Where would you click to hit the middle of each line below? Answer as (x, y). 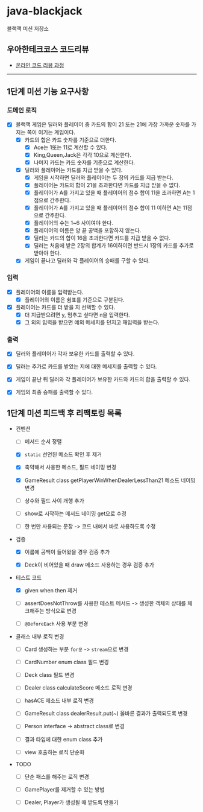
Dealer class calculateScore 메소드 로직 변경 (78, 688)
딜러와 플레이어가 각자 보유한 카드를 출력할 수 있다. (75, 354)
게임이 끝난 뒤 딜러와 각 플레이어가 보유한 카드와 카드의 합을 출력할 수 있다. (103, 379)
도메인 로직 (22, 110)
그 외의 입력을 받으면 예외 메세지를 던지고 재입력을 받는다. (92, 322)
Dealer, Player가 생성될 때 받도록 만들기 (72, 802)
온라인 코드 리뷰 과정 (40, 65)
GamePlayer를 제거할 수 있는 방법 (64, 789)
